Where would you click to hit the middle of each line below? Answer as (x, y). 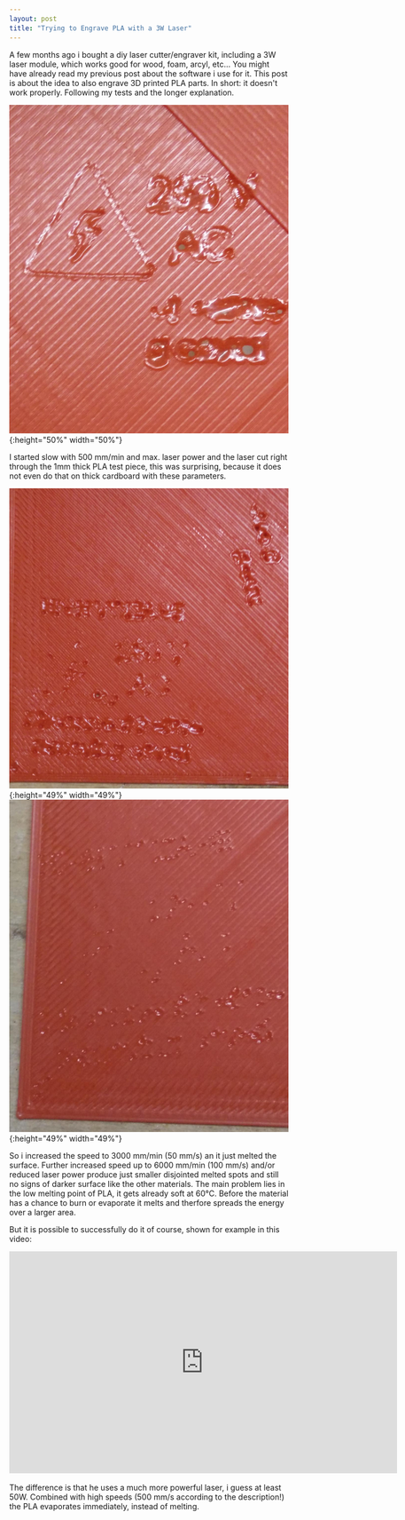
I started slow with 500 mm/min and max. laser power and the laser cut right (148, 457)
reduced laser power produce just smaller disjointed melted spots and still (144, 1174)
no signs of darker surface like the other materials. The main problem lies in (147, 1184)
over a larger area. (43, 1212)
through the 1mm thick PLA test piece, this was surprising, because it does (145, 467)
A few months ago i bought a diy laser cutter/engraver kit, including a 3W (143, 54)
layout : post (33, 19)
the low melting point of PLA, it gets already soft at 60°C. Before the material (149, 1193)
